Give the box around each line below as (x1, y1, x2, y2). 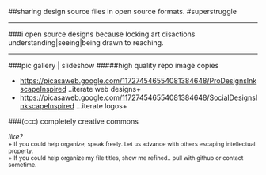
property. (8, 147, 34, 155)
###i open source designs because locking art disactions (8, 29, 196, 39)
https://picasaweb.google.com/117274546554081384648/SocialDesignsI (19, 93, 258, 102)
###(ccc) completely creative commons (8, 116, 139, 126)
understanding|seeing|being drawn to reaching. (8, 38, 164, 47)
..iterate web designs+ (68, 85, 141, 93)
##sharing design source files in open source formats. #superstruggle (8, 7, 237, 16)
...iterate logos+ (75, 101, 128, 110)
